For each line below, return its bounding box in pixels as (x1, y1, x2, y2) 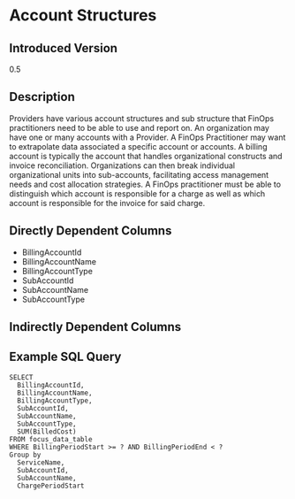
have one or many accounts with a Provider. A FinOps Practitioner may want (9, 132, 286, 142)
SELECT (9, 372, 34, 381)
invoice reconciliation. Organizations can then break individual (9, 160, 236, 171)
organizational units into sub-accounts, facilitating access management (9, 169, 269, 180)
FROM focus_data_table (9, 434, 93, 443)
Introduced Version (9, 41, 117, 56)
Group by (9, 450, 42, 459)
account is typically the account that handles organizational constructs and (9, 150, 283, 161)
